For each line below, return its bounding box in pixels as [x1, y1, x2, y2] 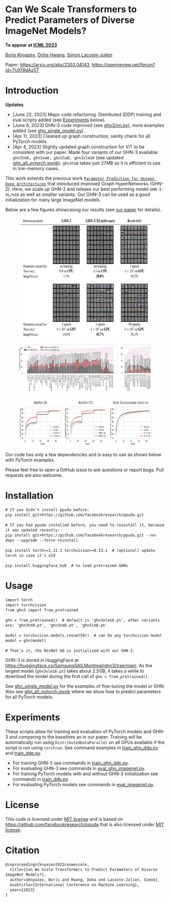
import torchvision [5, 603, 47, 608]
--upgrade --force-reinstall [16, 538, 79, 543]
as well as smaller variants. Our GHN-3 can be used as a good [20, 191, 151, 197]
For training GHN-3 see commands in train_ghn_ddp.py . [12, 760, 129, 766]
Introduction [5, 85, 59, 96]
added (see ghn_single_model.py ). [12, 127, 85, 133]
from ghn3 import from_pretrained [5, 608, 79, 613]
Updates [5, 102, 24, 108]
